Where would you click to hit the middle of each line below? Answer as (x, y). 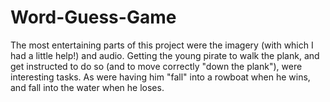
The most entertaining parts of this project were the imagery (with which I (162, 45)
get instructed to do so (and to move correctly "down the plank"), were (156, 66)
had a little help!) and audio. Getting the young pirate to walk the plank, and (165, 55)
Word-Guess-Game (93, 17)
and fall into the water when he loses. (87, 87)
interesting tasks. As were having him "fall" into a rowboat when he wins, (160, 77)
